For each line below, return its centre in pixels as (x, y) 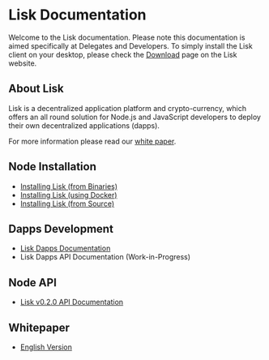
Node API (32, 283)
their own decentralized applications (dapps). (84, 125)
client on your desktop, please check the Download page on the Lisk (123, 54)
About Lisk (36, 89)
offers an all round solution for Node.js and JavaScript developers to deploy (135, 117)
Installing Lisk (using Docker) (68, 195)
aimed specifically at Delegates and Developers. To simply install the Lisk (130, 45)
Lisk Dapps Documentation (65, 248)
